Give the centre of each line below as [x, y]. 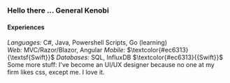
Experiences [26, 27]
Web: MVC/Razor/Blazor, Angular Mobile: [66, 50]
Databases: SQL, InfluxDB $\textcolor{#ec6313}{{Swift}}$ [139, 57]
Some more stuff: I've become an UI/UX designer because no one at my [111, 65]
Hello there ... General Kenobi [58, 10]
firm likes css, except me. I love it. [56, 73]
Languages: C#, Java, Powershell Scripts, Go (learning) [87, 43]
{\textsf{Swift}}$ [31, 57]
